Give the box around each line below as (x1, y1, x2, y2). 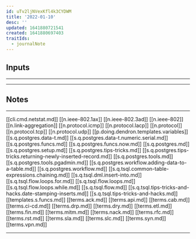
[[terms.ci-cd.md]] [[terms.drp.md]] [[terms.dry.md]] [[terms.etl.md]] (6, 202, 172, 209)
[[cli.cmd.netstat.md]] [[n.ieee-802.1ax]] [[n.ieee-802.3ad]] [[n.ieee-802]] (6, 115, 184, 122)
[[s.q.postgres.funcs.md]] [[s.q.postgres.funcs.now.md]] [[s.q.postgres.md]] (6, 140, 190, 147)
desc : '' (6, 19, 27, 25)
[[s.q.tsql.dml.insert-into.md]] (71, 171, 142, 178)
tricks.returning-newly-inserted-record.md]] (6, 153, 113, 160)
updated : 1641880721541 (6, 24, 64, 31)
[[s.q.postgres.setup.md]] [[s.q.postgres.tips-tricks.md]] (6, 146, 142, 153)
